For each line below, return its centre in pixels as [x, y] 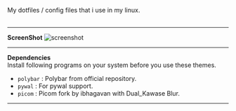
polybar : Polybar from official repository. [77, 79]
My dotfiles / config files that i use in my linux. [74, 10]
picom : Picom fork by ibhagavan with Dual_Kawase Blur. [99, 93]
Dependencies [29, 58]
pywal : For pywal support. [55, 86]
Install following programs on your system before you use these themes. [112, 65]
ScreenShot [25, 37]
